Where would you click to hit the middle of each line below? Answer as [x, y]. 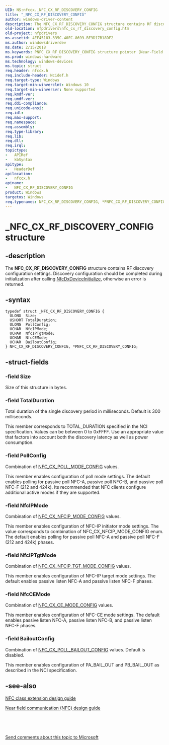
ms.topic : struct [23, 66]
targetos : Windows [24, 197]
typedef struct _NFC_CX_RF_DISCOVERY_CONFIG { [55, 312]
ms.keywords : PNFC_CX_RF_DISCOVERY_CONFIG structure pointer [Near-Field [84, 52]
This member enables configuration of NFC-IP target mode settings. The [80, 576]
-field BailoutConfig [30, 639]
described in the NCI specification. [41, 670]
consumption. [19, 442]
